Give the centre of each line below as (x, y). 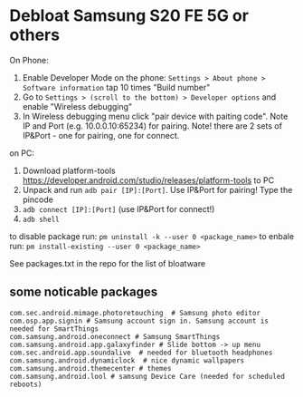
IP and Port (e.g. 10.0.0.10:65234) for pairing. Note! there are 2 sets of (152, 126)
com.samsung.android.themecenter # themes (90, 368)
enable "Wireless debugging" (77, 106)
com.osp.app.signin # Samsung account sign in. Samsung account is (139, 321)
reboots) (26, 384)
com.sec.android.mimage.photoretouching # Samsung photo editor (135, 313)
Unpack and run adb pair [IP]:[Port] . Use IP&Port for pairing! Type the (157, 189)
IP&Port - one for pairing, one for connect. (101, 135)
